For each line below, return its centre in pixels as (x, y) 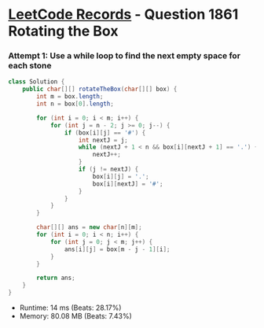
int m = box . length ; (70, 97)
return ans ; (56, 278)
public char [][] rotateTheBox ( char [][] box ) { (100, 89)
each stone (30, 66)
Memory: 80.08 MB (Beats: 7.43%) (75, 316)
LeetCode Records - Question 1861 (123, 15)
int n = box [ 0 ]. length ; (75, 104)
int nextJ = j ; (103, 140)
